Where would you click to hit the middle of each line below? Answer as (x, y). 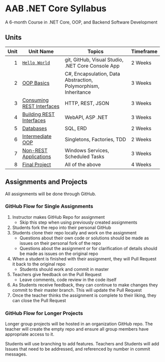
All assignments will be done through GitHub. (51, 194)
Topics (96, 51)
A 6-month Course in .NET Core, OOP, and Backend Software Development (81, 22)
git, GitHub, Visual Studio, (94, 59)
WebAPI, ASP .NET (86, 117)
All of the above (83, 164)
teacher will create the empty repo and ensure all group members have (77, 329)
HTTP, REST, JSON (87, 103)
